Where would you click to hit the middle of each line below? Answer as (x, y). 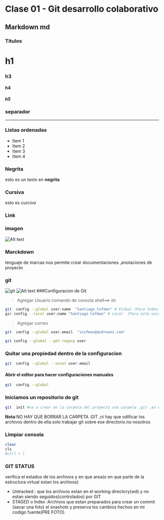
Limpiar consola (24, 435)
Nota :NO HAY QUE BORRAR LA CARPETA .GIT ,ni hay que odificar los (75, 417)
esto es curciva (20, 203)
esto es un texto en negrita (32, 180)
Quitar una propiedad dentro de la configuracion (63, 353)
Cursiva (15, 192)
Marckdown (20, 252)
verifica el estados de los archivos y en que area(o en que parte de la (75, 477)
